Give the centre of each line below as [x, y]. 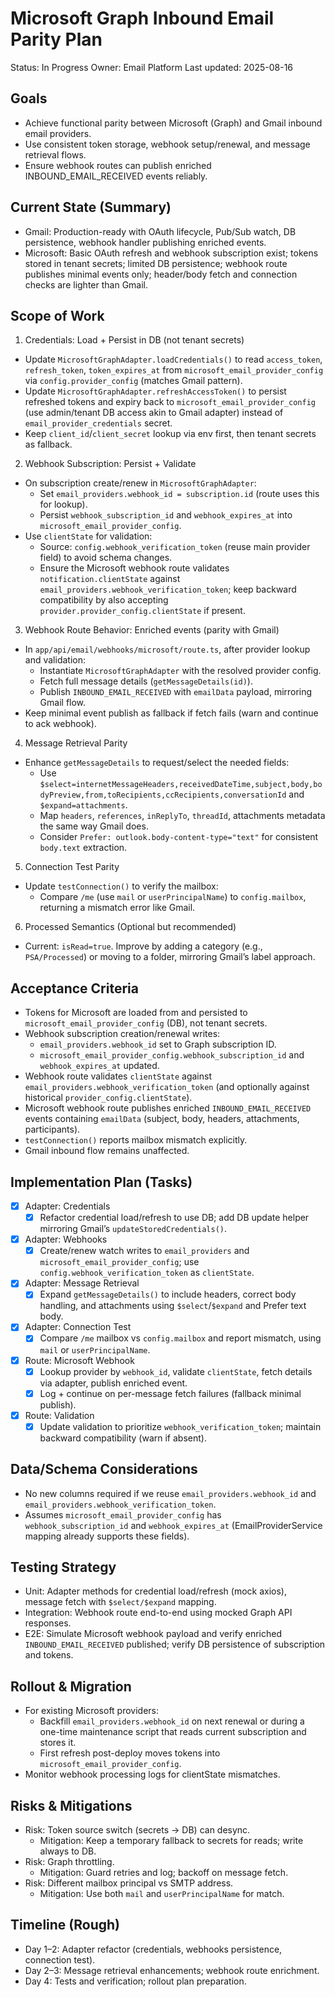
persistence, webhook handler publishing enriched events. [145, 242]
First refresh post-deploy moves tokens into [130, 1753]
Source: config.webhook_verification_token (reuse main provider [175, 547]
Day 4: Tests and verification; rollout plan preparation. [135, 1981]
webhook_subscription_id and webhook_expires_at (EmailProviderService [173, 1525]
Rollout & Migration [71, 1686]
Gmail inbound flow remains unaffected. [107, 1151]
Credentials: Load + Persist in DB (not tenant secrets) [134, 340]
